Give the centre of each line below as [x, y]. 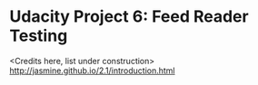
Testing [39, 36]
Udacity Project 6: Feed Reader [129, 17]
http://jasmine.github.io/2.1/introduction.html [92, 71]
